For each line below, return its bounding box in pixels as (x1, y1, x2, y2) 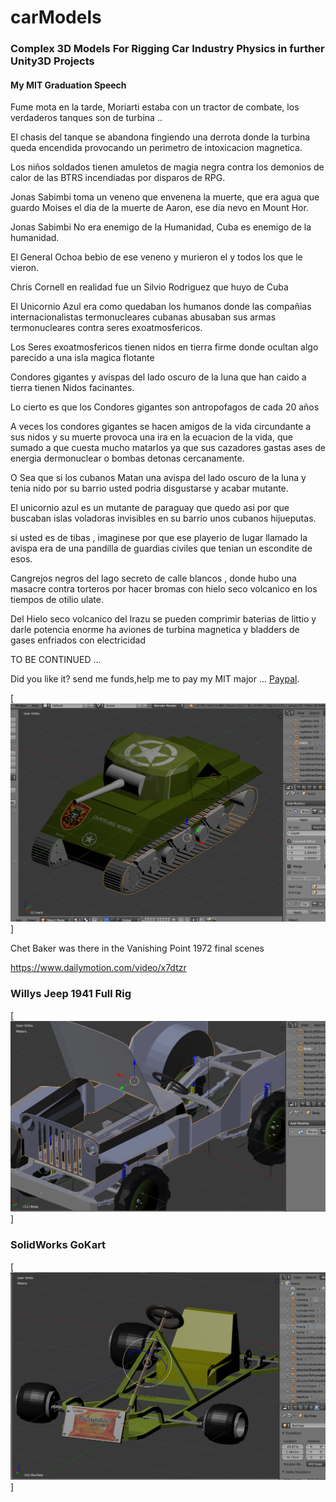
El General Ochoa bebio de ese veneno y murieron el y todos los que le (10, 251, 303, 263)
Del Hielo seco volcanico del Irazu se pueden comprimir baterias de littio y (10, 613, 317, 625)
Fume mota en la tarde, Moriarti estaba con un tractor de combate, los (10, 101, 300, 113)
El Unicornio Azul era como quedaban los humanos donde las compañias (10, 301, 312, 313)
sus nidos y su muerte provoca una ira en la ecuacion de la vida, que (10, 431, 293, 443)
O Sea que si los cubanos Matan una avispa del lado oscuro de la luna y (10, 472, 307, 484)
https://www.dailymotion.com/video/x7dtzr (10, 962, 187, 974)
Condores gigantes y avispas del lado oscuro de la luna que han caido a (10, 371, 307, 383)
